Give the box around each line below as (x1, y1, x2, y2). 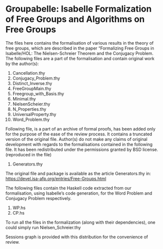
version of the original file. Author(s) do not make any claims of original (5, 136, 147, 142)
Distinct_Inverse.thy (12, 80, 52, 86)
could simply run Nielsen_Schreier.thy (5, 224, 81, 230)
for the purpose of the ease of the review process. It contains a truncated (5, 131, 152, 137)
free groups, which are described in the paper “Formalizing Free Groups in (5, 45, 154, 51)
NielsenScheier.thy (12, 101, 50, 107)
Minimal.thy (12, 96, 36, 101)
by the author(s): (5, 61, 39, 66)
